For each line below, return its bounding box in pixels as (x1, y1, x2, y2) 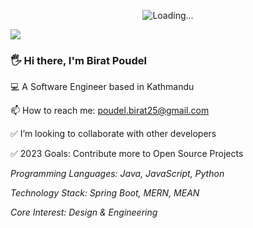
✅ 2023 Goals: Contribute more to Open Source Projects (10, 148, 244, 160)
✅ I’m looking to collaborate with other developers (10, 128, 217, 140)
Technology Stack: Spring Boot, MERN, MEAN (10, 187, 200, 199)
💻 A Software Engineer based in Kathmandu (10, 81, 195, 93)
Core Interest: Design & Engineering (10, 206, 158, 219)
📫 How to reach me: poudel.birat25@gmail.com (10, 105, 210, 117)
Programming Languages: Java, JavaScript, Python (10, 168, 225, 180)
